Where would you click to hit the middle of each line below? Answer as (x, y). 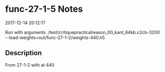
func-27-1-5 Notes (44, 9)
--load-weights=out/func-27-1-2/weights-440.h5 (55, 37)
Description (23, 53)
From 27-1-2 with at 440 (30, 65)
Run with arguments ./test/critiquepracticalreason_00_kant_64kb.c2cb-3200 (82, 32)
